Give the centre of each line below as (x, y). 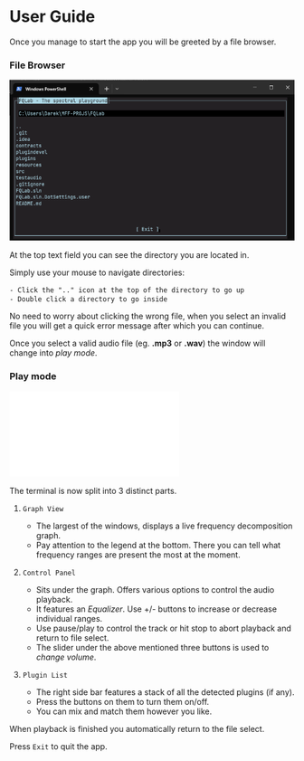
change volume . (66, 657)
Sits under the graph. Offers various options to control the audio (155, 589)
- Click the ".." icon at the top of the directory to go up (127, 290)
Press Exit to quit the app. (58, 746)
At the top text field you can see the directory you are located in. (129, 255)
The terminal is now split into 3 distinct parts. (93, 490)
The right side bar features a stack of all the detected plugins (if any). (165, 692)
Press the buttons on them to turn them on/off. (123, 701)
